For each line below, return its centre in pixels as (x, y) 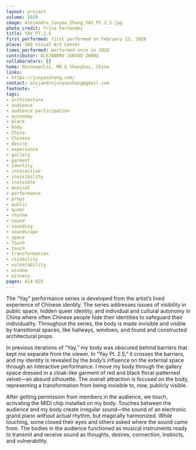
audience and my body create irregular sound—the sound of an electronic (96, 409)
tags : (13, 94)
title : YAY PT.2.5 (29, 34)
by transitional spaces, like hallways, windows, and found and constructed (97, 330)
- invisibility (25, 177)
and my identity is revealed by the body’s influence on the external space (95, 360)
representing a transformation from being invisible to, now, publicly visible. (97, 385)
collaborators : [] (29, 61)
